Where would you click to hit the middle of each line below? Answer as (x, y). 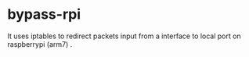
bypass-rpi (44, 14)
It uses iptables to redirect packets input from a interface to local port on (124, 36)
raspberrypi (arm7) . (40, 44)
